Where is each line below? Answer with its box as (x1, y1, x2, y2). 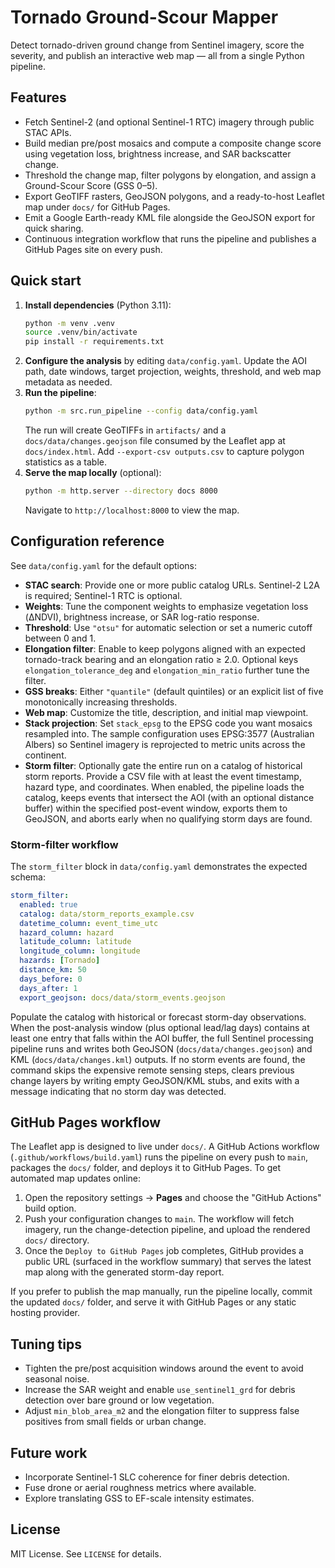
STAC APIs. (24, 126, 72, 138)
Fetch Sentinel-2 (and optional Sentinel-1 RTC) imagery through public (24, 116, 315, 128)
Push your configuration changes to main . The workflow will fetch (24, 1213, 295, 1225)
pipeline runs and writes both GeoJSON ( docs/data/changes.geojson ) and (10, 1042, 313, 1055)
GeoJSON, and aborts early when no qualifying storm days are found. (24, 812, 313, 825)
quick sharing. (24, 222, 84, 234)
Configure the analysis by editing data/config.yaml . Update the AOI (24, 355, 307, 367)
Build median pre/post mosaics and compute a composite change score (24, 137, 322, 149)
